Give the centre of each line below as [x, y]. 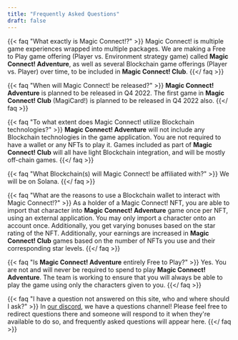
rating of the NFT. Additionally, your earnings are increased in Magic [108, 233]
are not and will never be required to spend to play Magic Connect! [106, 269]
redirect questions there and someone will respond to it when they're [109, 314]
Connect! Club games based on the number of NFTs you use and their [111, 241]
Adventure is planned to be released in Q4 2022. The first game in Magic [116, 93]
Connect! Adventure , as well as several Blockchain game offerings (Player [117, 64]
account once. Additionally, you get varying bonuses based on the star [111, 225]
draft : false [27, 21]
